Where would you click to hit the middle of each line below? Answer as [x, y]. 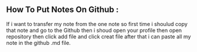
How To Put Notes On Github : [63, 10]
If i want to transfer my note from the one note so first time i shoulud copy [97, 24]
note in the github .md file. [39, 43]
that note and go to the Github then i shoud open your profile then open [94, 30]
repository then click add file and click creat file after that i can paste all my [98, 36]
